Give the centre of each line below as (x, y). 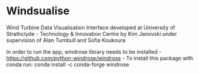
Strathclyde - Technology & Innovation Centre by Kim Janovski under (92, 33)
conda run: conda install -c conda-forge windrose (68, 64)
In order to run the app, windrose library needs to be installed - (84, 51)
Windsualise (38, 11)
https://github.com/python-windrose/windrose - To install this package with (100, 58)
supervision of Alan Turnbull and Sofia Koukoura (66, 40)
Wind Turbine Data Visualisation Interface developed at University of (91, 27)
